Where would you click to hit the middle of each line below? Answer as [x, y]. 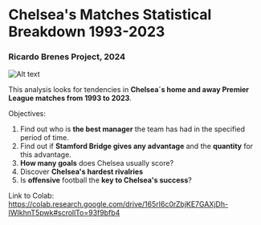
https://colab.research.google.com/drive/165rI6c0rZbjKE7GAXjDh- [118, 204]
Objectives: [27, 114]
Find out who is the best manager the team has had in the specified [133, 129]
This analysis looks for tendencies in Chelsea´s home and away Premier [129, 90]
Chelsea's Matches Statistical [110, 15]
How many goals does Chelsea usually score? [97, 163]
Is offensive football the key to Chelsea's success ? [106, 180]
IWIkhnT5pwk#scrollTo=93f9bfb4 [64, 213]
